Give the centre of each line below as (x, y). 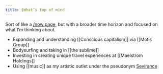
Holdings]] (24, 60)
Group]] (21, 45)
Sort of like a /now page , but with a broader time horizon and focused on (81, 24)
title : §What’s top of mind (35, 10)
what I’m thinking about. (31, 29)
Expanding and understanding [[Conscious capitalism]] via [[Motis (82, 39)
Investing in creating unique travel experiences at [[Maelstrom (78, 55)
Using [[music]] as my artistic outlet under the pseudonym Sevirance (85, 66)
